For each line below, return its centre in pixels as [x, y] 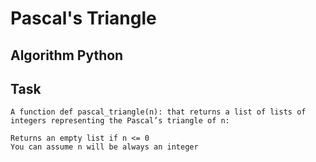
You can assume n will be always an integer [104, 147]
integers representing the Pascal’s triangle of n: [120, 121]
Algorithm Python [67, 55]
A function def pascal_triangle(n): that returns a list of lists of [158, 112]
